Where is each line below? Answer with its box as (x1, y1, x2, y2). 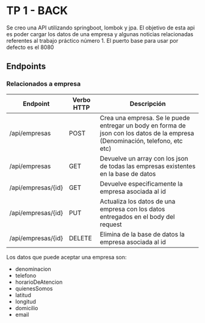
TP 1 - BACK (6, 4, 68, 18)
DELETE (69, 234, 93, 242)
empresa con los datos (99, 205, 165, 213)
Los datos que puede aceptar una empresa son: (6, 253, 127, 260)
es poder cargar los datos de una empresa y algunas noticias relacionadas (6, 30, 193, 37)
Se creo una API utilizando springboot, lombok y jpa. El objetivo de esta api (6, 24, 195, 31)
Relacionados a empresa (6, 80, 81, 88)
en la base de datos (99, 169, 156, 178)
